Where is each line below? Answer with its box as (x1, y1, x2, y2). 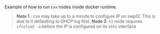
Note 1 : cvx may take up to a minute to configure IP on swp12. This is (16, 13, 156, 19)
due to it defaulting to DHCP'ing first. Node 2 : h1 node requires (16, 19, 142, 24)
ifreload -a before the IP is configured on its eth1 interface (16, 23, 137, 29)
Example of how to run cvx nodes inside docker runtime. (4, 4, 117, 10)
